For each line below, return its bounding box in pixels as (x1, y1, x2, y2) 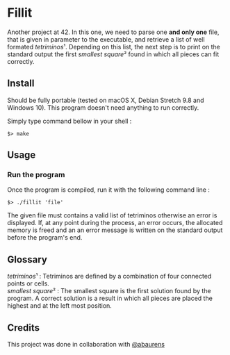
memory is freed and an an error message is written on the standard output (7, 226, 223, 234)
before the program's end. (7, 233, 83, 242)
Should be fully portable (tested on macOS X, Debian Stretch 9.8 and (7, 96, 204, 104)
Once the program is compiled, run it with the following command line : (7, 185, 211, 194)
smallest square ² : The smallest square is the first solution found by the (7, 287, 211, 295)
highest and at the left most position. (7, 302, 113, 310)
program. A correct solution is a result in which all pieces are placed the (7, 294, 213, 303)
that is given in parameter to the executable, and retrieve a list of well (7, 35, 205, 43)
